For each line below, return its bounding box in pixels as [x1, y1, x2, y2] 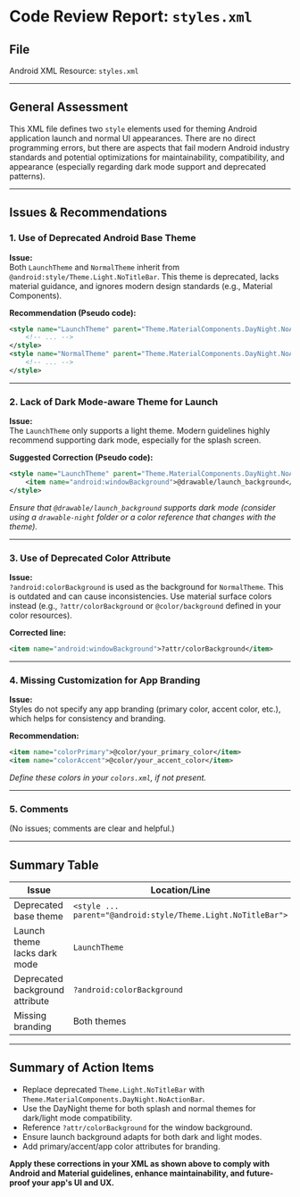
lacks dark [13, 947, 58, 959]
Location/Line [150, 884, 212, 896]
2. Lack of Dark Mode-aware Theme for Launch [9, 395, 219, 408]
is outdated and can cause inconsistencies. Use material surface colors [9, 591, 272, 602]
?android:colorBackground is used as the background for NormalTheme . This [9, 581, 284, 592]
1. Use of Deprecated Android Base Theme [9, 232, 196, 245]
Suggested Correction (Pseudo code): [9, 453, 154, 463]
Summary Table [9, 857, 99, 872]
